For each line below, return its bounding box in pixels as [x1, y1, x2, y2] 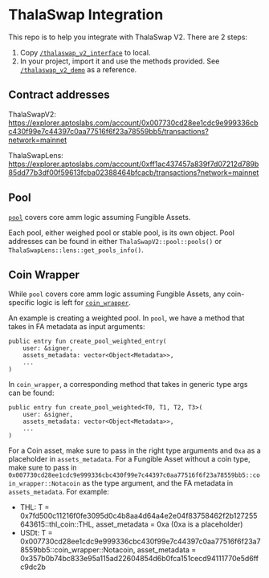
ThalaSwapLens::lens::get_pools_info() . [8, 245, 144, 254]
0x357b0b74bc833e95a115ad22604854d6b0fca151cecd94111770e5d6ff [19, 554, 259, 564]
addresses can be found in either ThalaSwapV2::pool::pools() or [8, 236, 222, 246]
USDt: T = [19, 528, 54, 538]
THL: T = [19, 503, 50, 512]
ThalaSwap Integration [8, 6, 164, 24]
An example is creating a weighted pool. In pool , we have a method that [8, 313, 245, 323]
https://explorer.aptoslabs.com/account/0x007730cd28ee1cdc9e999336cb [8, 118, 259, 128]
